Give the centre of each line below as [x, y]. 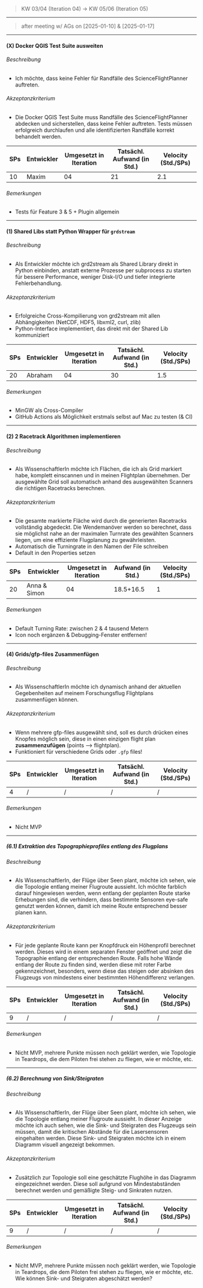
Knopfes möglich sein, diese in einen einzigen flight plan [85, 739]
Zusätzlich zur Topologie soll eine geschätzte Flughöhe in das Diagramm [105, 1177]
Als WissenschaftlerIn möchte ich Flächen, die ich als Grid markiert [98, 469]
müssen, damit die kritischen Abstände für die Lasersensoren [92, 1132]
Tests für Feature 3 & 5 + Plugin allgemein [67, 212]
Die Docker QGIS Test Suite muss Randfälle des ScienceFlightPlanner [101, 117]
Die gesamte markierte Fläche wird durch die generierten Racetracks [101, 521]
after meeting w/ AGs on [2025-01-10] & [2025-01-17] [88, 26]
